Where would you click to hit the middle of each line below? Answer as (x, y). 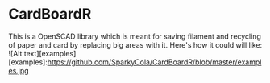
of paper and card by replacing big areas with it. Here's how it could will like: (135, 44)
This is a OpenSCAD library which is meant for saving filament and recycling (135, 36)
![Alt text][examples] (42, 53)
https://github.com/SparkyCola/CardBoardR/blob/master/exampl (154, 62)
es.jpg (19, 70)
